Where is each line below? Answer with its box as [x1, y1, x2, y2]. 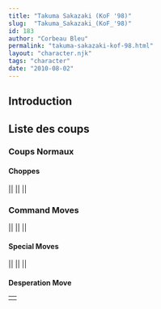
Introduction [8, 95, 73, 108]
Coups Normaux [8, 146, 74, 158]
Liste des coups [8, 122, 91, 136]
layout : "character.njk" [8, 49, 92, 57]
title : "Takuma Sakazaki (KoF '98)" [8, 11, 132, 20]
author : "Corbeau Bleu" [8, 34, 89, 43]
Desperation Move [8, 277, 72, 287]
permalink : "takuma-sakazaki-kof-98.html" [8, 42, 154, 50]
